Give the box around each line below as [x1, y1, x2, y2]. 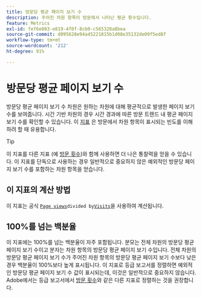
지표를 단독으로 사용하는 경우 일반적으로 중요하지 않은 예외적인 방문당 [20, 158, 184, 165]
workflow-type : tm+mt [6, 37, 61, 43]
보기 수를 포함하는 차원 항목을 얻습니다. [12, 165, 105, 173]
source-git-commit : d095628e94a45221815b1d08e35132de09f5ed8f [6, 32, 166, 38]
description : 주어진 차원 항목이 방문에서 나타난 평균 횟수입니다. [6, 15, 152, 21]
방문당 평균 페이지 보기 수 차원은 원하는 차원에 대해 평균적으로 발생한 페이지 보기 [6, 102, 195, 110]
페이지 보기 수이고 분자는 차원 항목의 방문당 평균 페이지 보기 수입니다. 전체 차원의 [6, 246, 197, 253]
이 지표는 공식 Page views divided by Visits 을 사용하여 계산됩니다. [6, 202, 164, 209]
